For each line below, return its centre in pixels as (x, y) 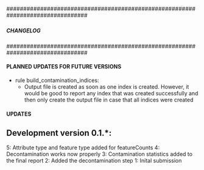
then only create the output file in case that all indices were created (109, 100)
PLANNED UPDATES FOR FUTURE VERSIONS (64, 67)
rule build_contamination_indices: (57, 80)
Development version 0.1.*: (59, 133)
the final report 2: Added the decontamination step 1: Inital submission (94, 161)
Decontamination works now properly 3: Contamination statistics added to (100, 154)
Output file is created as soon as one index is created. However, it (107, 87)
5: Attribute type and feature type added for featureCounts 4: (83, 148)
